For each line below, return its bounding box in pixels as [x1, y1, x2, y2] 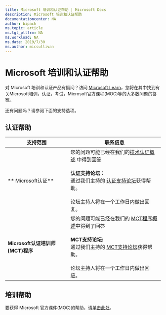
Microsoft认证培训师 [7, 240, 56, 247]
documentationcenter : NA [5, 16, 56, 21]
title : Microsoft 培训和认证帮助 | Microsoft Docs [5, 7, 106, 12]
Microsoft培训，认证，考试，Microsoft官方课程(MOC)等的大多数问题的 [9, 90, 153, 97]
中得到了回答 [75, 223, 105, 230]
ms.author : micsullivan [5, 44, 54, 49]
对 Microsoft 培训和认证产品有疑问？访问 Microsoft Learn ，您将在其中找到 [5, 84, 156, 90]
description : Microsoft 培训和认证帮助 [5, 12, 82, 17]
